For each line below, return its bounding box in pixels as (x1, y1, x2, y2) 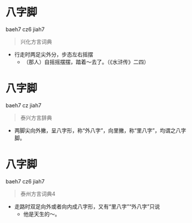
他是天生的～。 (23, 210, 60, 218)
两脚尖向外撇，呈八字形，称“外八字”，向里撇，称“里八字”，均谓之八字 (14, 126, 187, 134)
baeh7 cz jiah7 (5, 101, 42, 109)
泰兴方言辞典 (20, 114, 52, 121)
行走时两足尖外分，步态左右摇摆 (14, 50, 93, 58)
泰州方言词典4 (20, 190, 56, 197)
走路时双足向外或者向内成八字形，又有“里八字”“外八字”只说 (14, 203, 160, 210)
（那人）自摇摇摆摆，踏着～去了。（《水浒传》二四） (23, 58, 150, 65)
